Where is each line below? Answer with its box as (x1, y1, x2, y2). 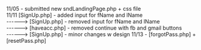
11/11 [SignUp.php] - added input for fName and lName (6, 11, 143, 19)
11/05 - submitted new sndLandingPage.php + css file (6, 5, 141, 12)
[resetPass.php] (6, 37, 47, 44)
